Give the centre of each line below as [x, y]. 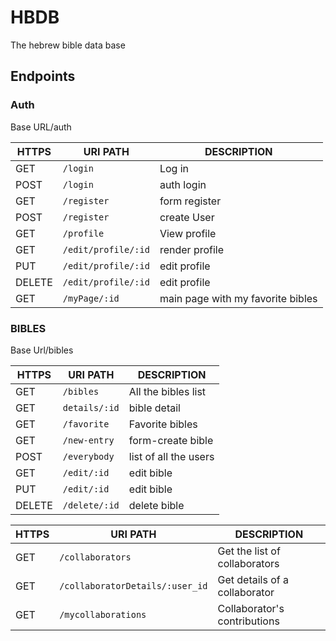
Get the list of [249, 551]
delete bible [156, 505]
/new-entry [88, 440]
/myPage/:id [91, 298]
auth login [183, 184]
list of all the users [171, 456]
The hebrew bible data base [68, 45]
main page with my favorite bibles [238, 298]
